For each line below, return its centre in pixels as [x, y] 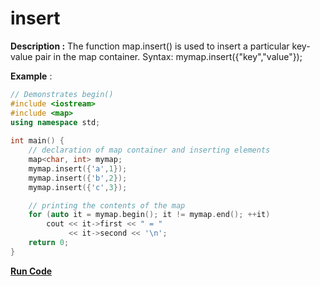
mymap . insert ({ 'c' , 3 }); [78, 187]
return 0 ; [49, 243]
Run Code [31, 271]
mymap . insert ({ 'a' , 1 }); [78, 168]
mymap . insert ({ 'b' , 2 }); [78, 178]
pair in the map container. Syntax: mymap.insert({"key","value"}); [168, 56]
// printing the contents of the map [107, 205]
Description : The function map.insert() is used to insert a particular [150, 46]
